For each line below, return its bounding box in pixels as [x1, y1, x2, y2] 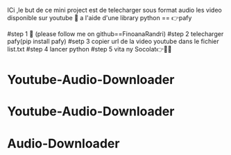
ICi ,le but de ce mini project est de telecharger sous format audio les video [7, 6, 222, 14]
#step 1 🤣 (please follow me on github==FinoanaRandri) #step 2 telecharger [7, 30, 224, 38]
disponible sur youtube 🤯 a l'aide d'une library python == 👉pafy [7, 14, 192, 22]
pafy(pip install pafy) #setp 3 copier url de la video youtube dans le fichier [7, 38, 220, 45]
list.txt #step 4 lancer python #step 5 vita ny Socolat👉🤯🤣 [7, 45, 172, 53]
